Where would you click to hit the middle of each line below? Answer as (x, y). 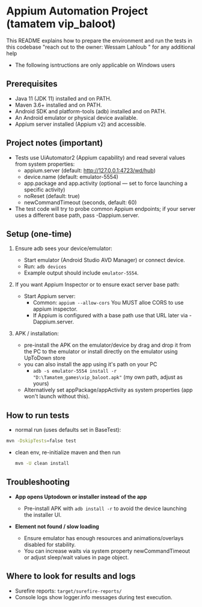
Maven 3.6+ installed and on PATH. (58, 105)
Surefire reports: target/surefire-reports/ (68, 591)
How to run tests (38, 415)
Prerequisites (32, 84)
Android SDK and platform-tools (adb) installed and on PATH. (90, 111)
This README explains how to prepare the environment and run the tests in (99, 40)
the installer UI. (43, 515)
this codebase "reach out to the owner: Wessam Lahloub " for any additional (101, 47)
